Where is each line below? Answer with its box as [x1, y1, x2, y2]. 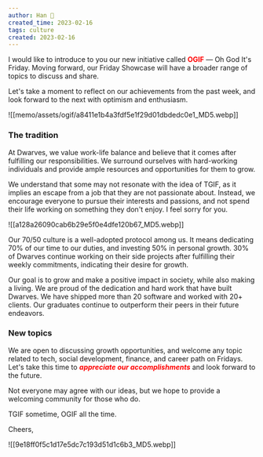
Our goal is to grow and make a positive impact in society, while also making [8, 275, 255, 285]
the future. [8, 370, 42, 380]
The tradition [8, 130, 59, 141]
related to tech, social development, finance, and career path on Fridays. [8, 354, 243, 363]
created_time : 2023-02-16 [8, 19, 93, 27]
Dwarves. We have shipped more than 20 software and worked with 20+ [8, 292, 243, 301]
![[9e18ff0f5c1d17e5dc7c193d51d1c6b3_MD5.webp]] [8, 440, 177, 449]
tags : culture [8, 26, 55, 34]
